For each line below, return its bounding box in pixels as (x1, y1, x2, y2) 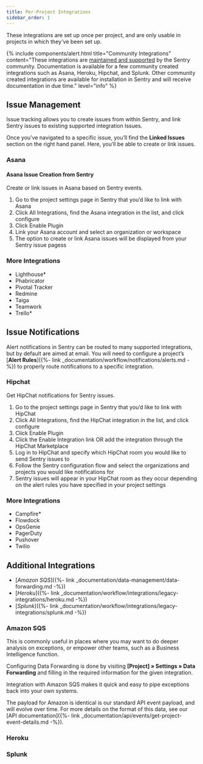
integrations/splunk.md (15, 609, 74, 616)
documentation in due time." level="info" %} (6, 82, 117, 89)
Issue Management (6, 99, 81, 110)
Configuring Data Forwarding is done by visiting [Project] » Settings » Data (6, 662, 196, 670)
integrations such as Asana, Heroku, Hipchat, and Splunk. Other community (6, 69, 196, 76)
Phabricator (15, 277, 45, 284)
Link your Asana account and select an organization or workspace (15, 228, 181, 236)
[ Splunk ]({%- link (15, 602, 59, 609)
